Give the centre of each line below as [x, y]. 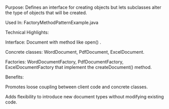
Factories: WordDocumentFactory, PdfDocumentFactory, [65, 62]
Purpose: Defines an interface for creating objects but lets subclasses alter [83, 7]
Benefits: [15, 77]
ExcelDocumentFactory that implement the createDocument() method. [78, 67]
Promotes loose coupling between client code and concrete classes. [77, 87]
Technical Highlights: [27, 32]
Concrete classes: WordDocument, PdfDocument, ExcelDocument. [75, 52]
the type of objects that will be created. [46, 13]
